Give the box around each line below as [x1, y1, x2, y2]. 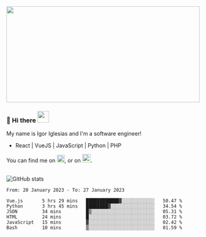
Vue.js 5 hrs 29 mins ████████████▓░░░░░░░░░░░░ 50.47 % [6, 198, 183, 204]
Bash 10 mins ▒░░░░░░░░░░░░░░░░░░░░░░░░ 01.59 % [6, 225, 183, 231]
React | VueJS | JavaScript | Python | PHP [15, 142, 121, 149]
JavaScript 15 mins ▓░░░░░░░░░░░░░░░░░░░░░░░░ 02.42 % [6, 219, 183, 226]
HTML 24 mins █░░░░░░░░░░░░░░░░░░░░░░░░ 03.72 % [6, 214, 183, 220]
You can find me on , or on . [6, 157, 93, 165]
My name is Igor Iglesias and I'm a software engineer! [6, 130, 142, 138]
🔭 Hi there [6, 116, 37, 125]
